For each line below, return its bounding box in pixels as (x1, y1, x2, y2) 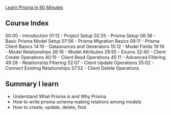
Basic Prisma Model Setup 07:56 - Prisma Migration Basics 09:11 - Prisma (5, 38, 160, 44)
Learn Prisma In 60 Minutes (5, 5, 63, 10)
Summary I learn (5, 80, 59, 89)
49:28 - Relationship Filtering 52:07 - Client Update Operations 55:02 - (5, 60, 154, 66)
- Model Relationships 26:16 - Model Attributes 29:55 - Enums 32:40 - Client (5, 48, 166, 55)
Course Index (5, 19, 49, 27)
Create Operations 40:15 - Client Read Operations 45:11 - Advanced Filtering (5, 54, 166, 60)
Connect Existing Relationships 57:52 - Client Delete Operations (5, 65, 139, 71)
